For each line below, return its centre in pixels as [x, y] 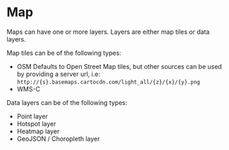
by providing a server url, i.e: [58, 74]
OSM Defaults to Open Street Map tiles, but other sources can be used [119, 66]
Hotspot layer [36, 123]
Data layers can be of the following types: [67, 102]
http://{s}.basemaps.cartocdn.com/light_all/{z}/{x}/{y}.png [109, 82]
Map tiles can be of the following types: [64, 53]
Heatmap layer [38, 131]
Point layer [32, 116]
